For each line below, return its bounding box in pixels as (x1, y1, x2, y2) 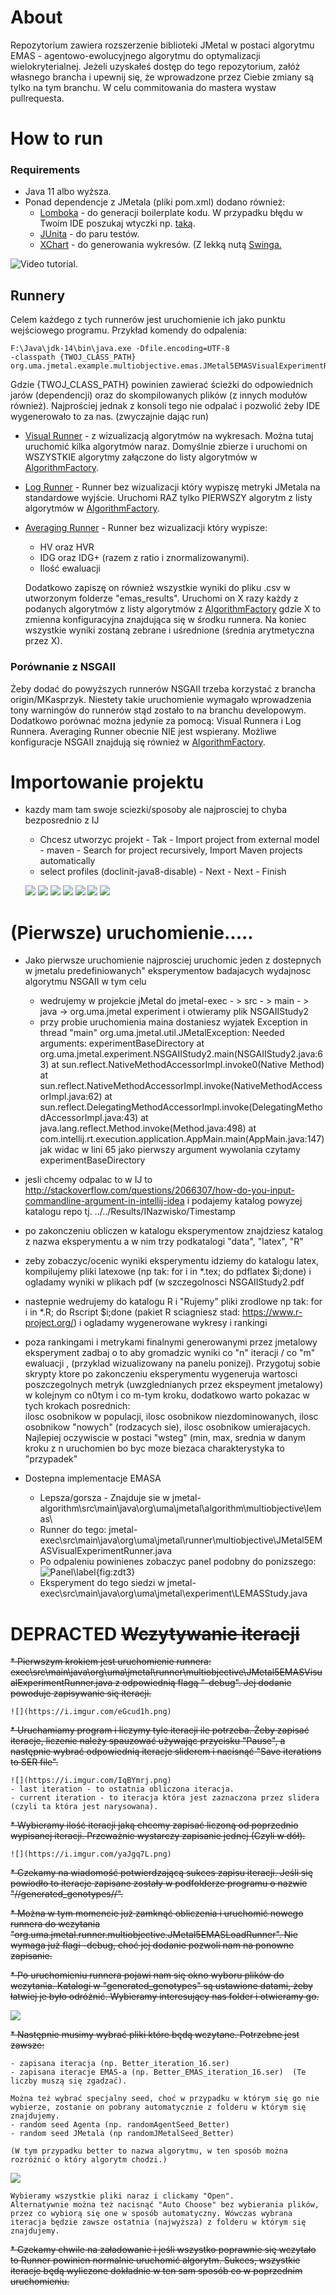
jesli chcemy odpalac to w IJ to (24, 1174, 153, 1186)
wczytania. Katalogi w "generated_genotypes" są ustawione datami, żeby (10, 1980, 313, 1992)
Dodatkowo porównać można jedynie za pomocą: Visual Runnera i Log (10, 714, 302, 726)
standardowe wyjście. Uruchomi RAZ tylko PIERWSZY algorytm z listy (24, 492, 313, 504)
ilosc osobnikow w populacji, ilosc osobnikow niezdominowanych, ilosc (24, 1411, 319, 1423)
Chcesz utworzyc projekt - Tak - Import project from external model (39, 834, 320, 846)
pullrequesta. (10, 92, 65, 104)
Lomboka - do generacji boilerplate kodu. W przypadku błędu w (39, 207, 303, 219)
